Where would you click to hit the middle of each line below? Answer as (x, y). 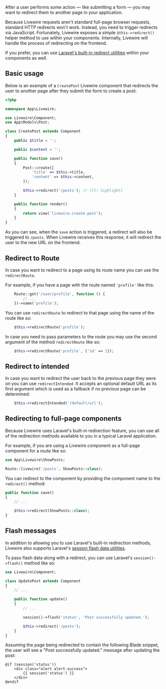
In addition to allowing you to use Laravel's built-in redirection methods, (78, 543)
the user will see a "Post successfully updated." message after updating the (83, 650)
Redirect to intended (37, 366)
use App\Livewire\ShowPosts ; (35, 460)
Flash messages (31, 531)
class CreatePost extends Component (43, 131)
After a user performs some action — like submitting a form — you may (78, 7)
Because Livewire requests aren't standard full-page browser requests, (78, 22)
